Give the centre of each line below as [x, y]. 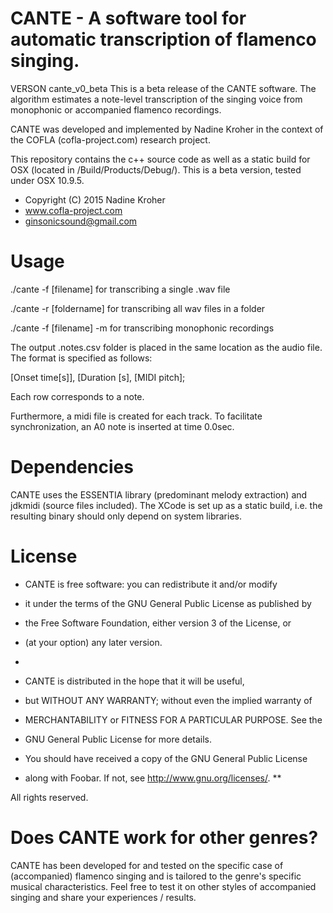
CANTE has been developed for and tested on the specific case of [147, 865]
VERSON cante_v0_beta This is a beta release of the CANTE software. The [163, 88]
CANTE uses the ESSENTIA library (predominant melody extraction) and [159, 494]
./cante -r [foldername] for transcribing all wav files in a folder [138, 308]
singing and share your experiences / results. [103, 897]
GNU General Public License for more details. [118, 739]
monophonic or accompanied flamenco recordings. [116, 109]
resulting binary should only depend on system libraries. [126, 516]
